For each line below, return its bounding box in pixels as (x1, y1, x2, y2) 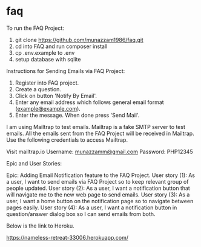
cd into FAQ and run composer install (15, 43, 108, 50)
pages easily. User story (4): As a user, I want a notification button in (6, 204, 177, 211)
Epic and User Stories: (6, 159, 62, 167)
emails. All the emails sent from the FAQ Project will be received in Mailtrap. (6, 130, 195, 137)
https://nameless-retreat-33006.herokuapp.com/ (6, 234, 129, 241)
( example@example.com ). (15, 105, 81, 112)
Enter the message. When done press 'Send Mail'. (15, 111, 140, 119)
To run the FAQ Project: (6, 24, 65, 32)
